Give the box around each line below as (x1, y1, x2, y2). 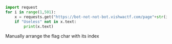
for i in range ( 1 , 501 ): (5, 9, 56, 15)
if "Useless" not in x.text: (14, 19, 77, 24)
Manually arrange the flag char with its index (5, 33, 99, 39)
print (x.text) (24, 24, 54, 29)
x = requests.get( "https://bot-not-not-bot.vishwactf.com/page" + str (14, 14, 164, 19)
